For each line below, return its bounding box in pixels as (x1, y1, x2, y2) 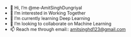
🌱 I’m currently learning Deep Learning (10, 15, 90, 21)
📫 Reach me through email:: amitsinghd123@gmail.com (10, 26, 126, 32)
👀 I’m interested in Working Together (10, 10, 86, 16)
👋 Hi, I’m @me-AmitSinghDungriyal (10, 5, 82, 10)
